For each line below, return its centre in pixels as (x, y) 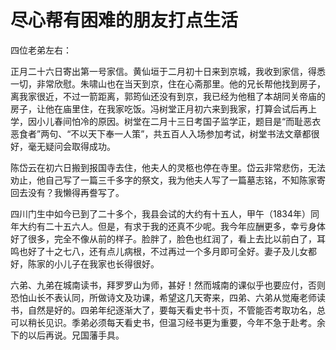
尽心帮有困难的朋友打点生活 (124, 20)
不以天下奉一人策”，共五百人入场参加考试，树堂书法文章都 (191, 133)
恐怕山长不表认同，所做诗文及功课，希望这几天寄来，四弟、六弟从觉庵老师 (163, 297)
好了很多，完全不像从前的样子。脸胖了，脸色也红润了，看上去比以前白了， (163, 238)
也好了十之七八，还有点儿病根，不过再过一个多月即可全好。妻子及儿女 (163, 251)
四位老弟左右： (41, 50)
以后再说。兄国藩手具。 (76, 335)
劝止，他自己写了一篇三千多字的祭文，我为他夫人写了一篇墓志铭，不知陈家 (163, 180)
